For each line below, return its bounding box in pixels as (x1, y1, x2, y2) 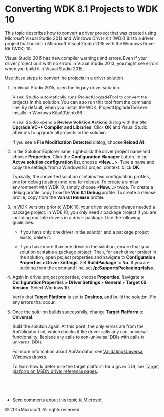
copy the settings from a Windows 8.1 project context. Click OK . (12, 164, 141, 170)
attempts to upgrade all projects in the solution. (12, 129, 107, 135)
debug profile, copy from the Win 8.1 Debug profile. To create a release (12, 189, 156, 195)
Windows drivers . (12, 354, 48, 360)
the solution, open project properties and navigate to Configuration (19, 254, 155, 260)
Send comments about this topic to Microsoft (12, 397, 103, 403)
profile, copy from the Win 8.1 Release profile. (12, 195, 105, 200)
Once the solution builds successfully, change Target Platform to (12, 309, 143, 315)
